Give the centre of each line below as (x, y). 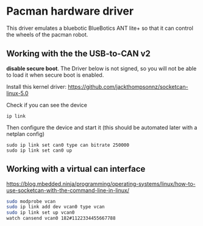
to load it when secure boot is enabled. (55, 75)
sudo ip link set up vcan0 (41, 213)
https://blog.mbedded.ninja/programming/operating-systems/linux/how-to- (101, 183)
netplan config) (25, 134)
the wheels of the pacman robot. (47, 34)
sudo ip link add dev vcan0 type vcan (55, 207)
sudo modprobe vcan (31, 201)
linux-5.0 (17, 93)
